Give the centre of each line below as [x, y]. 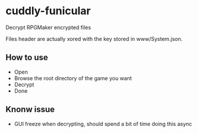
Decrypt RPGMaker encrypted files [48, 27]
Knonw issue [30, 110]
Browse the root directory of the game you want [73, 78]
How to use [27, 58]
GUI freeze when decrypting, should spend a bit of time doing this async [103, 123]
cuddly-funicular [48, 11]
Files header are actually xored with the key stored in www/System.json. [94, 39]
